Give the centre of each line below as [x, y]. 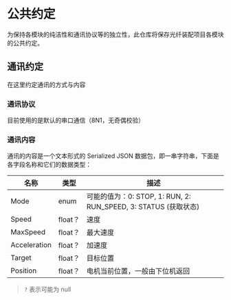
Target [21, 258]
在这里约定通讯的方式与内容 [46, 84]
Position [24, 270]
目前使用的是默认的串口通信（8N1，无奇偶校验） [76, 120]
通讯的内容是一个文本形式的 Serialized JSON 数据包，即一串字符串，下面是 [113, 156]
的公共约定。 [25, 43]
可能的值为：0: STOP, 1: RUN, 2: [139, 196]
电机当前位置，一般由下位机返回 [138, 271]
